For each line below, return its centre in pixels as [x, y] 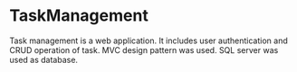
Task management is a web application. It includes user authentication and [148, 40]
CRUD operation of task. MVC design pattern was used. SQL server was [144, 49]
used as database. [44, 59]
